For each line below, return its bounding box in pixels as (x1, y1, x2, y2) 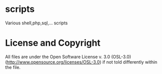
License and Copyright (5, 37, 101, 49)
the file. (5, 64, 21, 70)
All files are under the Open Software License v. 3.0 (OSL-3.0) (5, 54, 131, 60)
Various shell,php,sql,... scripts (5, 20, 68, 26)
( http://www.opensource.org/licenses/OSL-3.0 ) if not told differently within (5, 59, 158, 65)
